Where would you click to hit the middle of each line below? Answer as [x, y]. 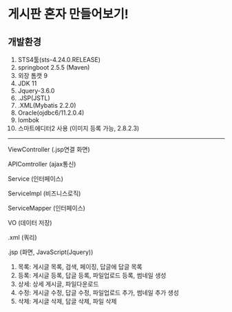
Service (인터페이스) [36, 179]
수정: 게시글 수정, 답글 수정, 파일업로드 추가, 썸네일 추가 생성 [98, 293]
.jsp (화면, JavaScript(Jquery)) [51, 252]
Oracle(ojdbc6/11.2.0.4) [51, 113]
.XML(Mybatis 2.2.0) [47, 105]
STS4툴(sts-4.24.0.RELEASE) [59, 60]
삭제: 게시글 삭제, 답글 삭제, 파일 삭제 [67, 301]
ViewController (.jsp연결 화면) [49, 149]
